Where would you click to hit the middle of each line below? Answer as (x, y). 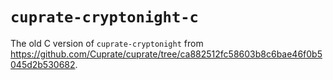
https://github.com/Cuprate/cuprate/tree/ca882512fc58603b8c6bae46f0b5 (166, 54)
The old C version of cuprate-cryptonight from (107, 43)
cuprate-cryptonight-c (104, 17)
